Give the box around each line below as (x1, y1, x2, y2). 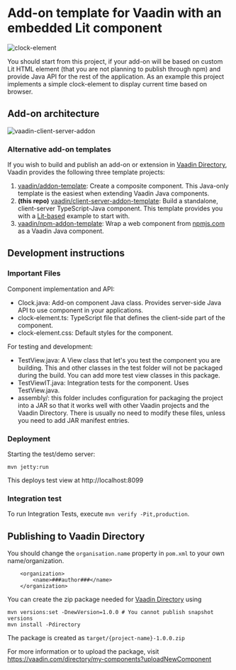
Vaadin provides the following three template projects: (7, 168, 165, 176)
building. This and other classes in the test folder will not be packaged (17, 363, 223, 372)
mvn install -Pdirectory (7, 621, 81, 628)
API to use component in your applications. (17, 306, 144, 314)
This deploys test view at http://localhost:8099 (7, 476, 144, 484)
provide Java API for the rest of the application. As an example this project (7, 72, 225, 81)
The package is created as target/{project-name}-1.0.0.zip (7, 634, 186, 642)
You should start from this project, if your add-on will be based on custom (7, 57, 223, 65)
